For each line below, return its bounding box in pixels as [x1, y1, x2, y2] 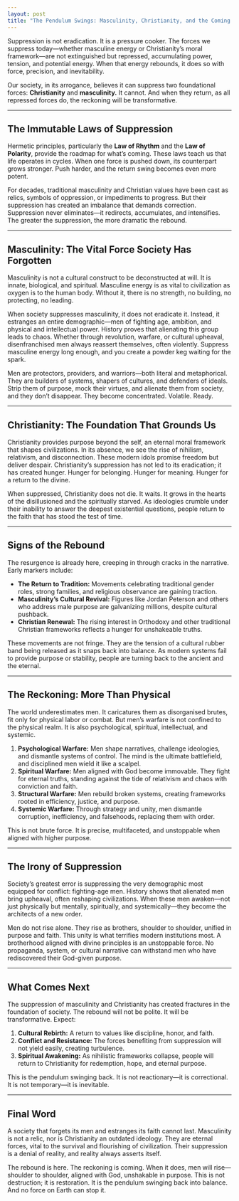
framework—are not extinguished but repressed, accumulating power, [7, 51, 213, 60]
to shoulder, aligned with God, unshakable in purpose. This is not [34, 1171, 225, 1179]
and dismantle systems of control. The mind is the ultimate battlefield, [17, 751, 223, 760]
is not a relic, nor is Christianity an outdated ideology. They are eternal [7, 1134, 213, 1143]
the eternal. [7, 661, 41, 670]
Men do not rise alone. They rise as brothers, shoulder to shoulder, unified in [7, 924, 232, 932]
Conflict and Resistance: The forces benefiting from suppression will [17, 1037, 222, 1045]
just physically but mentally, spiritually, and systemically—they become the [7, 902, 227, 911]
